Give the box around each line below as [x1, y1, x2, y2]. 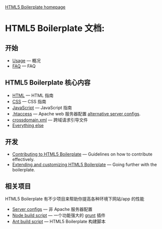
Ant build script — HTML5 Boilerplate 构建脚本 [12, 219, 106, 225]
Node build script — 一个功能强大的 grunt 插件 [12, 212, 106, 218]
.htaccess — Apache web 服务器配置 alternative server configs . [12, 111, 141, 116]
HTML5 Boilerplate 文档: [5, 23, 105, 34]
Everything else [12, 122, 44, 128]
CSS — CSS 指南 [12, 98, 46, 104]
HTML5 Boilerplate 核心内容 [5, 78, 91, 87]
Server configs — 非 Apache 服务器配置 [12, 206, 93, 212]
